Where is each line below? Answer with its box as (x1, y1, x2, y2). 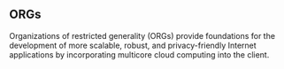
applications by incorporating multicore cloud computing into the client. (9, 49, 270, 60)
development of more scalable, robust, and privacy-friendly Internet (9, 40, 257, 50)
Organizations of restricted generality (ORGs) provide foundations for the (9, 30, 276, 41)
